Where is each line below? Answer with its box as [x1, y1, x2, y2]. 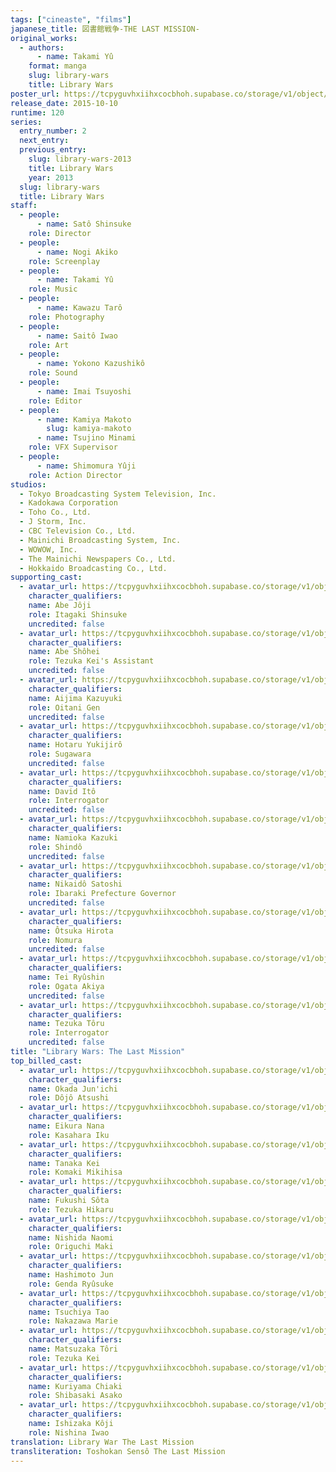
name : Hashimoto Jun [28, 1270, 114, 1280]
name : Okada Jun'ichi [28, 1084, 118, 1094]
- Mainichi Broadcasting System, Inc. [19, 535, 182, 545]
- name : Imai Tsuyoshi [36, 386, 132, 396]
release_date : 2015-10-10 [10, 98, 118, 108]
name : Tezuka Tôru [28, 1019, 105, 1029]
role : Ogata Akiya [28, 981, 105, 991]
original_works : [10, 33, 78, 43]
